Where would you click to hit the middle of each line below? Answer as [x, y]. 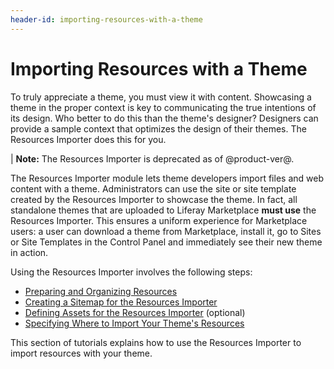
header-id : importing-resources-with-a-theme [106, 19]
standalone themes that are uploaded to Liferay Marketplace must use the [163, 210]
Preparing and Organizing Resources [101, 291]
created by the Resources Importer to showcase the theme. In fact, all [154, 199]
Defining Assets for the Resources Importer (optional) [135, 312]
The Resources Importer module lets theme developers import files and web [167, 178]
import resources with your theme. [81, 353]
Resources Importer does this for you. [88, 139]
